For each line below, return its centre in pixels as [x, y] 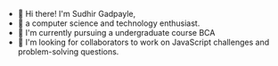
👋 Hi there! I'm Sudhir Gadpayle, [77, 14]
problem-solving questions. [68, 52]
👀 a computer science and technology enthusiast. [109, 23]
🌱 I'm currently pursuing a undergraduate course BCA [116, 33]
